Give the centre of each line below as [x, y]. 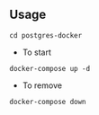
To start [37, 52]
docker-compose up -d [50, 68]
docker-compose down [48, 102]
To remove [42, 85]
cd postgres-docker [46, 35]
